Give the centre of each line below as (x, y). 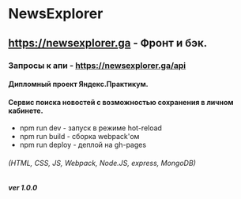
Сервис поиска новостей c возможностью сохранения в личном (121, 102)
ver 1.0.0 (23, 187)
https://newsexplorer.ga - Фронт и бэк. (108, 43)
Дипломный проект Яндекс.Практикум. (78, 84)
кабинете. (26, 111)
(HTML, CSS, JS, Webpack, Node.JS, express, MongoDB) (102, 163)
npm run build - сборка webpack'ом (79, 137)
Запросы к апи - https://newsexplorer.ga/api (97, 66)
